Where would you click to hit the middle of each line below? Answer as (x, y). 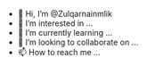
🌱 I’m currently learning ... (65, 33)
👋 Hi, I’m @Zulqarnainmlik (65, 14)
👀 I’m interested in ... (55, 23)
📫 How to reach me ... (59, 52)
